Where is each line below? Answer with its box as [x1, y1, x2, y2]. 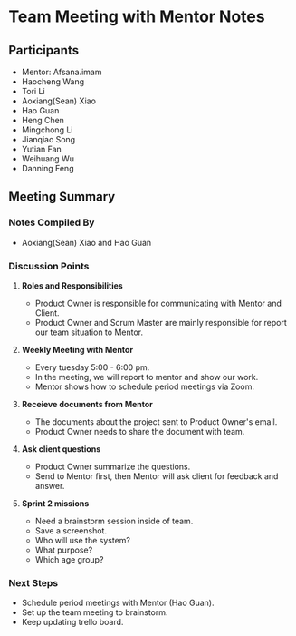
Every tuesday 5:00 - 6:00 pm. [34, 361, 150, 373]
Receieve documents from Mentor [21, 398, 153, 409]
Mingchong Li [21, 124, 73, 135]
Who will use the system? [34, 534, 130, 545]
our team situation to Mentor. [34, 327, 144, 338]
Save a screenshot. [34, 524, 108, 536]
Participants [8, 43, 79, 58]
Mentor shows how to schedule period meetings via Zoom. [34, 381, 255, 392]
